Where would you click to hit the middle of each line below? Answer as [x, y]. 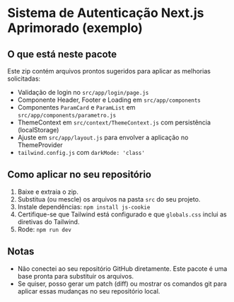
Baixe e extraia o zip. [48, 192]
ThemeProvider [40, 145]
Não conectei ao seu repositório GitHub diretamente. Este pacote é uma [122, 268]
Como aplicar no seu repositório [80, 175]
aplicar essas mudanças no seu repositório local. [89, 291]
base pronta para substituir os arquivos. [76, 276]
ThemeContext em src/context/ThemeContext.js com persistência [114, 122]
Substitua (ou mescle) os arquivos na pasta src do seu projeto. [109, 199]
